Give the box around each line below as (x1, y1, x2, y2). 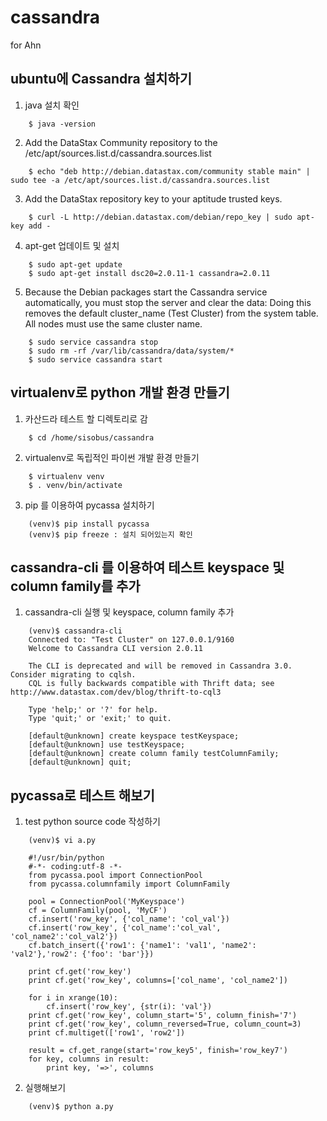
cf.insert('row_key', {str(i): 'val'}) (46, 1002, 213, 1012)
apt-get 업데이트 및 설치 (24, 239, 120, 251)
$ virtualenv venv (28, 471, 105, 481)
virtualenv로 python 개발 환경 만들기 (10, 384, 230, 401)
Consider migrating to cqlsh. (10, 670, 137, 680)
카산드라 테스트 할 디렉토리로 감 (24, 412, 148, 425)
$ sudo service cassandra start (28, 354, 163, 365)
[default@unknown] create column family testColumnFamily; (28, 749, 280, 759)
